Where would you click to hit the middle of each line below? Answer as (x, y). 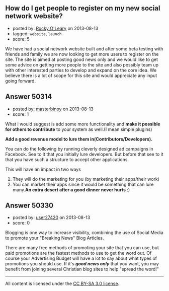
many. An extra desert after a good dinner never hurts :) (71, 190)
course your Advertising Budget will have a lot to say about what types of (81, 258)
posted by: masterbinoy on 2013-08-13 (53, 109)
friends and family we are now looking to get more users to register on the (82, 54)
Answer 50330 (29, 206)
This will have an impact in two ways (43, 169)
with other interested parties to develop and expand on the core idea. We (81, 70)
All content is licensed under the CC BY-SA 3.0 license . (62, 283)
